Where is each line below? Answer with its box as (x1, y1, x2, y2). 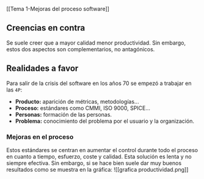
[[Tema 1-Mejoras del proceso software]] (6, 5, 110, 12)
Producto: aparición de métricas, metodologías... (15, 98, 139, 105)
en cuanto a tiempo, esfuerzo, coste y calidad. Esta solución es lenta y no (6, 153, 192, 160)
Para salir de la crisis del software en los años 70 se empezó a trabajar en (6, 79, 192, 87)
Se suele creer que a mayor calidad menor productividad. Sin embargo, (6, 39, 186, 46)
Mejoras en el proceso (6, 133, 74, 141)
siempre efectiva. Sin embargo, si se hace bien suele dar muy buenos (6, 159, 182, 167)
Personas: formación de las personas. (15, 111, 112, 118)
